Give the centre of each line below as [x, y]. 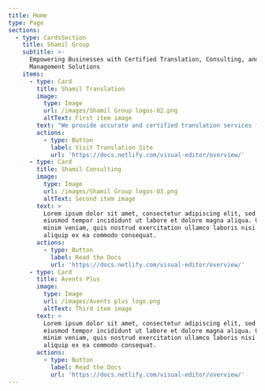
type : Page [26, 23]
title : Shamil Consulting [79, 169]
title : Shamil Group [56, 45]
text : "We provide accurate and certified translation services [144, 125]
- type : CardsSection [51, 37]
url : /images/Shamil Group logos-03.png [110, 191]
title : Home [28, 15]
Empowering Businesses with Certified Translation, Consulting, [137, 60]
